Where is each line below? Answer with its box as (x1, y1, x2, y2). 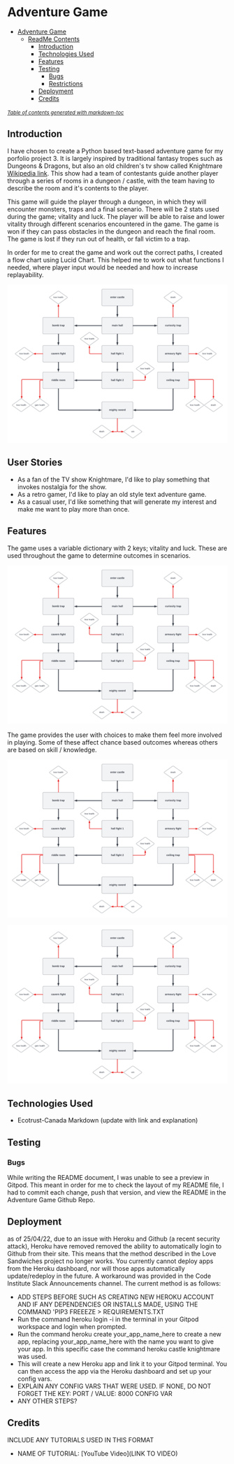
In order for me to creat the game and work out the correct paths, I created (7, 248, 223, 256)
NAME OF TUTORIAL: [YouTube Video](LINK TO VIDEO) (17, 1449, 178, 1458)
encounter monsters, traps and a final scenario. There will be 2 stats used (7, 204, 220, 213)
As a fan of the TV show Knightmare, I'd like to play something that (17, 475, 210, 484)
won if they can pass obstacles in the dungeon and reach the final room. (7, 227, 216, 235)
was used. (17, 1352, 47, 1360)
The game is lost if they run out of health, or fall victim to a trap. (7, 234, 191, 243)
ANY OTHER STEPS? (17, 1397, 78, 1405)
